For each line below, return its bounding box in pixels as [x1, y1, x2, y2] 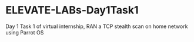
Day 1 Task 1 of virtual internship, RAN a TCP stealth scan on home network [5, 23, 188, 30]
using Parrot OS [5, 29, 44, 36]
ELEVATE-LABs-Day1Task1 [5, 3, 139, 17]
